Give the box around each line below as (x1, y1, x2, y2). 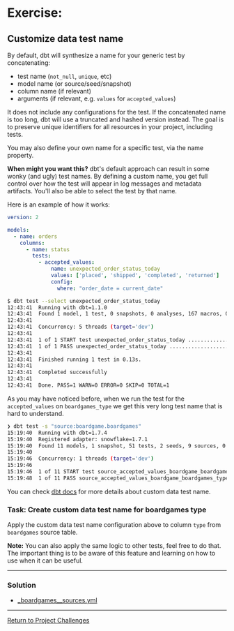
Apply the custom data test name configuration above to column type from (7, 521, 221, 529)
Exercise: (7, 5, 63, 21)
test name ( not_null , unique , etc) (17, 72, 112, 80)
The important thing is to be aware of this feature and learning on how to (7, 549, 216, 558)
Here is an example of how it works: (7, 200, 110, 209)
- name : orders (13, 232, 58, 240)
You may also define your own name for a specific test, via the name (7, 144, 204, 151)
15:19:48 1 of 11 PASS (7, 475, 77, 482)
